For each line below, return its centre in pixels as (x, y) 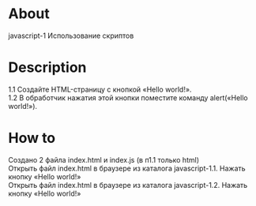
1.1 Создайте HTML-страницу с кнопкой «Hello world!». (100, 89)
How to (32, 138)
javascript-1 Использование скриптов (71, 36)
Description (47, 67)
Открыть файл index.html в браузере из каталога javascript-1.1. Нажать (127, 168)
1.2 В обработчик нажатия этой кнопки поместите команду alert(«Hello (128, 97)
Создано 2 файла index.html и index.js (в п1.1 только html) (104, 159)
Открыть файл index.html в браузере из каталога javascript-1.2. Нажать (128, 185)
